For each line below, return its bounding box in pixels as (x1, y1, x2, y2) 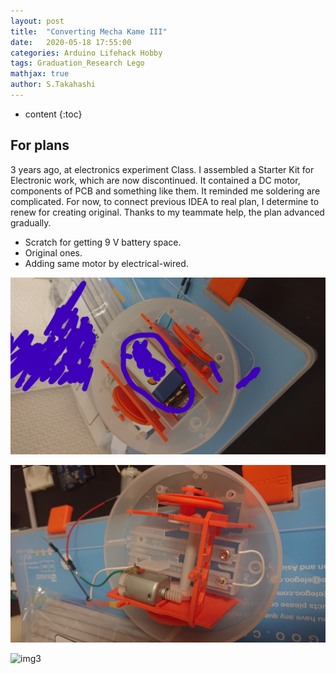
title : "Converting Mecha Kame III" (10, 26, 168, 37)
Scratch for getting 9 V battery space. (24, 236, 182, 248)
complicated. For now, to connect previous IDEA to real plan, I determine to (10, 195, 320, 207)
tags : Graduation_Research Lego (10, 58, 145, 69)
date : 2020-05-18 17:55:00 (10, 37, 132, 47)
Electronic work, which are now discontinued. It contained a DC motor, (10, 174, 301, 186)
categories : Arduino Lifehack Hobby (10, 48, 163, 58)
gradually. (10, 216, 52, 229)
